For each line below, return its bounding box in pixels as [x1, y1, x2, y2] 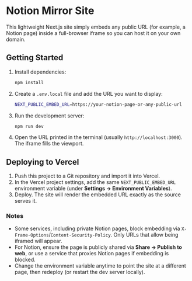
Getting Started [6, 53, 64, 63]
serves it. [14, 197, 37, 204]
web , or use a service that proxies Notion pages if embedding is [14, 250, 169, 257]
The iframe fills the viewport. [14, 140, 84, 147]
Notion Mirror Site [6, 4, 95, 18]
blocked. [14, 256, 36, 263]
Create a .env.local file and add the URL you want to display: [14, 90, 163, 97]
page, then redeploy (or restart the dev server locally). [14, 269, 145, 276]
